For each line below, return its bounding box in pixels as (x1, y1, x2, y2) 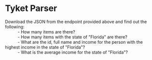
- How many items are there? (17, 29, 76, 35)
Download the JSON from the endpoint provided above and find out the (5, 19, 147, 24)
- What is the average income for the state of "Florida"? (17, 49, 128, 55)
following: (5, 24, 25, 29)
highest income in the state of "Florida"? (5, 44, 85, 50)
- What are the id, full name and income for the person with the (17, 39, 143, 45)
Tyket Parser (5, 3, 57, 14)
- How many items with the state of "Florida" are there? (17, 34, 128, 40)
